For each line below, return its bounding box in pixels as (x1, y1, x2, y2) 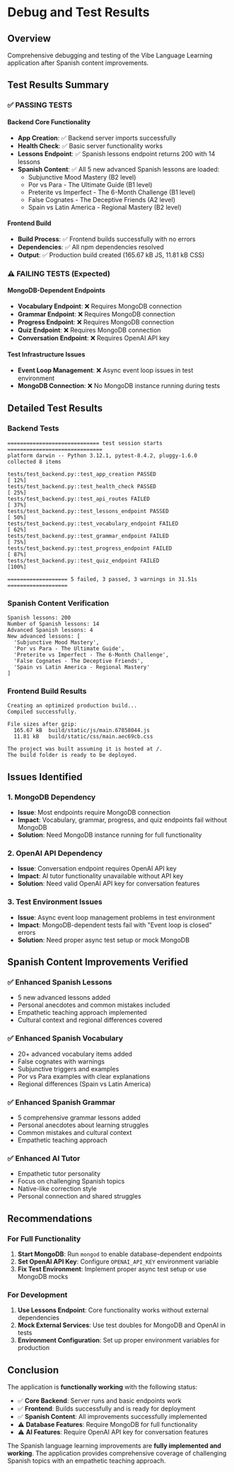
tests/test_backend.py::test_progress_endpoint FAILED (7, 545, 172, 552)
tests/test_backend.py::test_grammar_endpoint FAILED (7, 532, 170, 539)
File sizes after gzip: (7, 721, 78, 728)
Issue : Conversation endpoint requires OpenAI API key (17, 864, 177, 873)
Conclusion (7, 1364, 59, 1376)
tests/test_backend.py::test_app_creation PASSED (7, 471, 157, 478)
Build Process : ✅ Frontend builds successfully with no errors (17, 235, 196, 243)
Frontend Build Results (7, 686, 87, 696)
